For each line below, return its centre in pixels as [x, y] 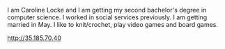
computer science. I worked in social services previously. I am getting [107, 17]
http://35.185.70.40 [34, 38]
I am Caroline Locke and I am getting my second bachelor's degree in [107, 10]
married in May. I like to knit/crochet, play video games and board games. [113, 24]
